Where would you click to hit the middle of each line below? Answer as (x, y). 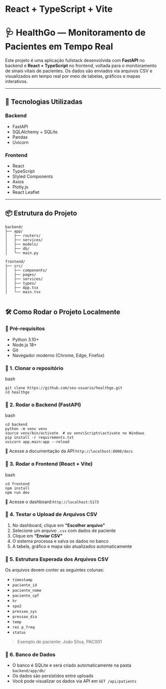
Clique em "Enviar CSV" (37, 535)
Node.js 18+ (24, 345)
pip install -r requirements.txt (40, 438)
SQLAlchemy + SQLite (35, 132)
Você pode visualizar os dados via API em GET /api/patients (74, 681)
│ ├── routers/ (23, 236)
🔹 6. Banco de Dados (30, 655)
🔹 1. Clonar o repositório (34, 368)
